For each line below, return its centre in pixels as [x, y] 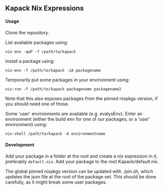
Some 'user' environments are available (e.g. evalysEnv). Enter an [74, 113]
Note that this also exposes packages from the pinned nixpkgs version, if [81, 98]
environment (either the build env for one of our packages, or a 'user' [78, 119]
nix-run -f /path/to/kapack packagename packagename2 [63, 89]
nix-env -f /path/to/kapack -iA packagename [53, 70]
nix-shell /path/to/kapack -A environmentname [55, 134]
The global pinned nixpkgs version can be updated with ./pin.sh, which [79, 171]
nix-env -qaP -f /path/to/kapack [41, 52]
